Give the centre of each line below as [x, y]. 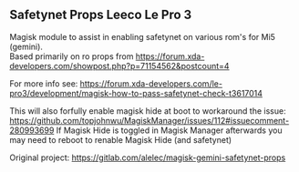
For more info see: [44, 83]
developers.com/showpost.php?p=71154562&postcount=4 [119, 66]
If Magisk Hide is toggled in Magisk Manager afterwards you [169, 130]
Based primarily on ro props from [72, 56]
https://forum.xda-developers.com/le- [151, 83]
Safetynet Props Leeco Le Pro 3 [101, 15]
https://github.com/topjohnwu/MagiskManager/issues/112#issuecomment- [149, 120]
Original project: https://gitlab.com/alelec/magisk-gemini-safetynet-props [148, 157]
